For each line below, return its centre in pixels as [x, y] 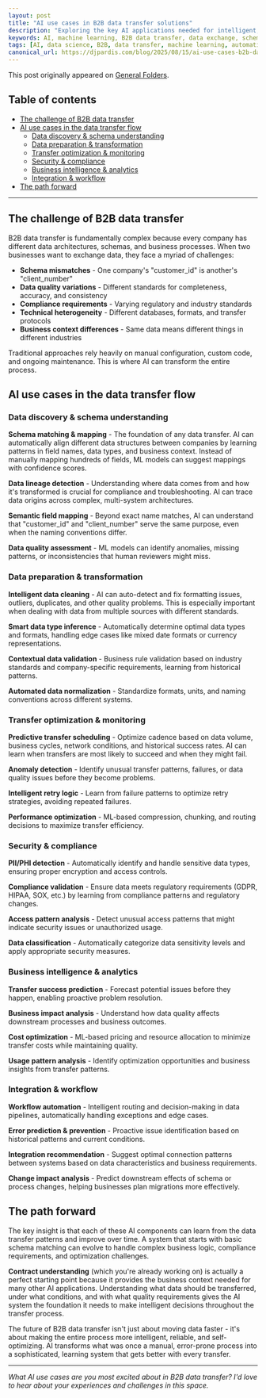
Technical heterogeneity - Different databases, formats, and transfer [133, 312]
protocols [35, 320]
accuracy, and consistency [63, 295]
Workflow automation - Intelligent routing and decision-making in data [124, 1106]
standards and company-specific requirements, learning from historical [124, 667]
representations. [35, 643]
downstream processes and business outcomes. [87, 1021]
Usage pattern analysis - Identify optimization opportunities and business [129, 1060]
